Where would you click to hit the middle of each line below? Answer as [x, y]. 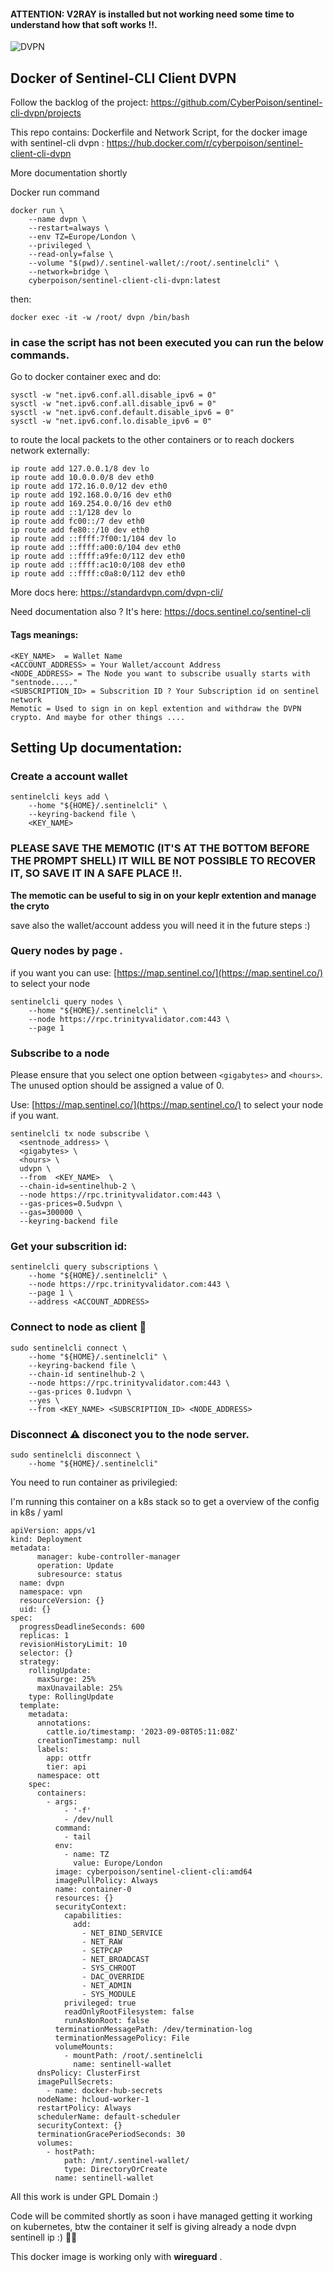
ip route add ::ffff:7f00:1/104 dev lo [93, 539]
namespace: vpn [51, 1591]
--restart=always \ [69, 228]
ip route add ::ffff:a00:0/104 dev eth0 [96, 548]
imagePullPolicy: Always [106, 1880]
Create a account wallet [69, 776]
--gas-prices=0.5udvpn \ [71, 1204]
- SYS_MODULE [109, 1994]
